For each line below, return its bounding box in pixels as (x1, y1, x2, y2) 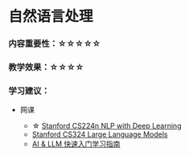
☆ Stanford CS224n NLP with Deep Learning (31, 121, 182, 131)
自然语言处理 (8, 7, 94, 26)
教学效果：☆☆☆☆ (8, 62, 84, 73)
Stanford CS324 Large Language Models (31, 129, 168, 139)
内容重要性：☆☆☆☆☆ (8, 38, 101, 49)
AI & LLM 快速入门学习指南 (31, 139, 121, 149)
